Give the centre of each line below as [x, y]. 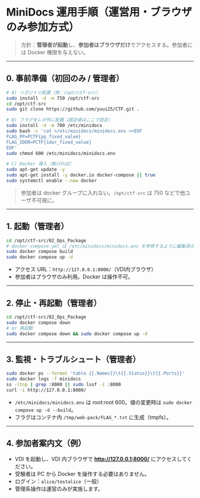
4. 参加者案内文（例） [46, 443]
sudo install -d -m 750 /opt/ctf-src [53, 98]
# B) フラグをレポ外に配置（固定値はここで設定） [60, 120]
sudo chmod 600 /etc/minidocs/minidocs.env [61, 153]
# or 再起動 [20, 328]
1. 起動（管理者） [37, 226]
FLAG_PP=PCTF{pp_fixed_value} [44, 137]
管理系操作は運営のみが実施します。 [59, 488]
